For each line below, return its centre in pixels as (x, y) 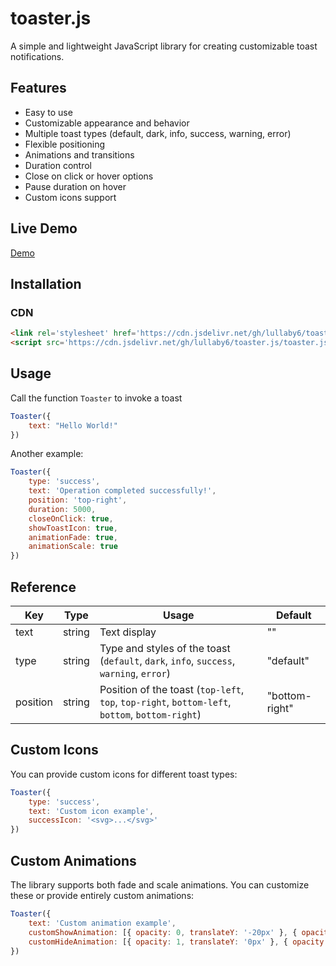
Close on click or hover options (89, 176)
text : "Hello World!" (73, 425)
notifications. (37, 56)
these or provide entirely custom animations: (102, 895)
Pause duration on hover (75, 186)
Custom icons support (70, 197)
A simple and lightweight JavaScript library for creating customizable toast (164, 46)
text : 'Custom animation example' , (102, 923)
